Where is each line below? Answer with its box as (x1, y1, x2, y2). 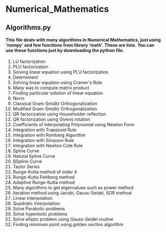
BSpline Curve (12, 158, 42, 164)
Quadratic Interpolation (12, 200, 60, 206)
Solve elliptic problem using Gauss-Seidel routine (12, 216, 113, 222)
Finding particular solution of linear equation (12, 90, 103, 96)
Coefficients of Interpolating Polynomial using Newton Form (12, 121, 135, 127)
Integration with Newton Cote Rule (12, 142, 83, 148)
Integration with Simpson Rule (12, 137, 74, 143)
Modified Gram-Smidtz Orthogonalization (12, 105, 97, 112)
